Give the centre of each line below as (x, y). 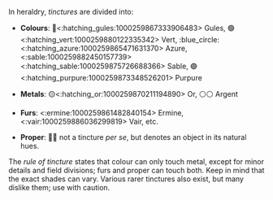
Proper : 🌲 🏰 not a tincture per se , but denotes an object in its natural (133, 137)
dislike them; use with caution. (59, 187)
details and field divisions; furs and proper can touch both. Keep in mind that (136, 170)
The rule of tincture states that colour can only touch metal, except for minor (136, 161)
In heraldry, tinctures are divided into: (71, 12)
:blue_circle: (199, 39)
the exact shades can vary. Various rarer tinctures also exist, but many (126, 179)
